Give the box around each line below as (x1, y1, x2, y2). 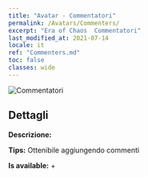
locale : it (8, 41, 45, 49)
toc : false (8, 57, 45, 65)
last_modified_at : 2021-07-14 (8, 33, 110, 42)
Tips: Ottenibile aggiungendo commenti (8, 145, 140, 155)
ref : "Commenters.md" (8, 49, 81, 57)
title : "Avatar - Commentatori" (8, 11, 116, 20)
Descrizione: (8, 129, 52, 140)
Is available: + (8, 160, 56, 170)
